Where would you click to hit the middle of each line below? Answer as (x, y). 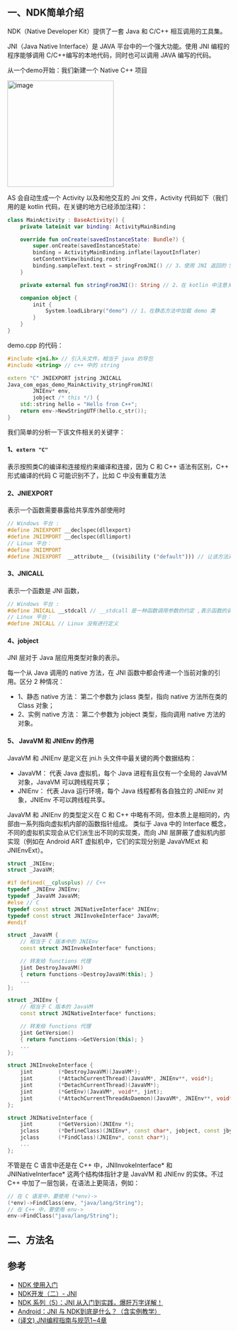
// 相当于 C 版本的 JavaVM (57, 1007)
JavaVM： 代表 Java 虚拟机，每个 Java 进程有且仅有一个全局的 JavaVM (122, 773)
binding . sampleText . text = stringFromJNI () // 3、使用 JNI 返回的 (130, 266)
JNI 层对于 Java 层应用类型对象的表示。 (66, 658)
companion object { (49, 298)
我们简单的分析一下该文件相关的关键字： (66, 432)
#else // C (23, 902)
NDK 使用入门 (38, 1284)
